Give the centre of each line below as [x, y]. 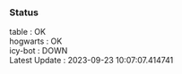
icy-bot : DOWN [39, 51]
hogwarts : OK [36, 41]
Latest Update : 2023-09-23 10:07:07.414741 [91, 61]
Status [24, 12]
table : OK [28, 32]
